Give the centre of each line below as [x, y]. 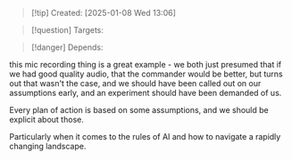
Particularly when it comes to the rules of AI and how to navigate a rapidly [145, 136]
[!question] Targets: [67, 30]
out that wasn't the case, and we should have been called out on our [135, 83]
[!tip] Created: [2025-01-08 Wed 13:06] [103, 13]
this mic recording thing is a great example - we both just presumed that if [146, 64]
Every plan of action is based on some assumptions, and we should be [139, 110]
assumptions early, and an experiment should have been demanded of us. [146, 93]
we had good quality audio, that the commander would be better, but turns [146, 74]
